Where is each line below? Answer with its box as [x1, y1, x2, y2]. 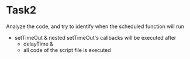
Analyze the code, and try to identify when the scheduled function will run [6, 23, 184, 30]
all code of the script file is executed [23, 46, 111, 53]
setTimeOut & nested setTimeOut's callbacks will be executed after [14, 34, 177, 41]
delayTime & [23, 40, 54, 47]
